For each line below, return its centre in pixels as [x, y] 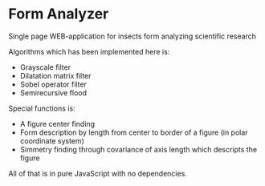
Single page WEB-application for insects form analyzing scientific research [132, 36]
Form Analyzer [59, 14]
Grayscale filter [45, 67]
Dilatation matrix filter [55, 75]
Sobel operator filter [53, 84]
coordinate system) [52, 140]
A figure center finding [57, 123]
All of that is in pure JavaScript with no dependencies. [98, 173]
